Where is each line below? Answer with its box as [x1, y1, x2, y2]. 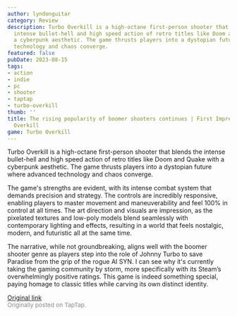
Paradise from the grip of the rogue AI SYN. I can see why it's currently [7, 257, 214, 266]
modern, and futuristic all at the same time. [7, 229, 133, 237]
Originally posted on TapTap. [7, 301, 87, 309]
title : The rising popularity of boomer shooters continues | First [7, 115, 213, 122]
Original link [7, 293, 42, 302]
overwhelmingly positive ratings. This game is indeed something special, [7, 272, 219, 281]
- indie [7, 75, 30, 83]
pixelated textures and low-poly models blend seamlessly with [7, 214, 188, 222]
